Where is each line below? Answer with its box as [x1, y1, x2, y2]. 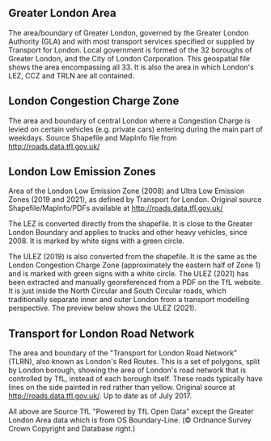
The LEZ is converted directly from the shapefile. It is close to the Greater [8, 219, 253, 229]
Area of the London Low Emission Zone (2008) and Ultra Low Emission [8, 186, 245, 196]
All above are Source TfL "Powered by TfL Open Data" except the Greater [8, 407, 254, 417]
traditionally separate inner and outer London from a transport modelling [8, 295, 250, 304]
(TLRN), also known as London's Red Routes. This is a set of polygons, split [8, 357, 260, 367]
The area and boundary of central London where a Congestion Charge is [8, 115, 251, 125]
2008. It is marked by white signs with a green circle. [8, 236, 184, 246]
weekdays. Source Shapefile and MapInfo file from [8, 132, 177, 142]
